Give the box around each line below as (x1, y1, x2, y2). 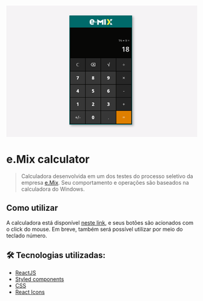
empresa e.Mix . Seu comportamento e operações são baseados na (21, 179, 189, 186)
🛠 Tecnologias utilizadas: (6, 250, 106, 260)
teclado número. (6, 232, 47, 239)
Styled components (15, 276, 64, 283)
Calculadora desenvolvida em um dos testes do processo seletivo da (21, 172, 193, 180)
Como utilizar (6, 203, 59, 213)
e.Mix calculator (6, 153, 90, 167)
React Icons (15, 288, 45, 296)
